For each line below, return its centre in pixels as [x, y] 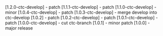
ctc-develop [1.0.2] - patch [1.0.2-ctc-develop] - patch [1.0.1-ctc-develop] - [81, 18]
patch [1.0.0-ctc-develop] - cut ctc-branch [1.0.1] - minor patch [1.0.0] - [78, 23]
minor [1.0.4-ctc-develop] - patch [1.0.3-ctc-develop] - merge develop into [81, 12]
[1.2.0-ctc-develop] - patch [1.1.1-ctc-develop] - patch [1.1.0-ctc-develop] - [81, 7]
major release [19, 28]
